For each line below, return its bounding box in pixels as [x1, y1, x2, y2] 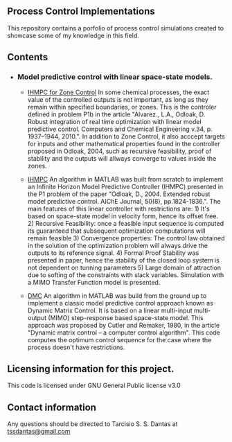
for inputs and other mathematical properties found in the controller [27, 139, 220, 148]
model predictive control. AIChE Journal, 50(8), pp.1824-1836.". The [27, 197, 221, 205]
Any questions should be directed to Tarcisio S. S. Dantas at [7, 420, 178, 428]
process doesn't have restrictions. [27, 343, 125, 351]
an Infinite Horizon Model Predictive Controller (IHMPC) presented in [27, 182, 224, 191]
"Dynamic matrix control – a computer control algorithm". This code [27, 328, 220, 337]
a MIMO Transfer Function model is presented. [27, 278, 161, 286]
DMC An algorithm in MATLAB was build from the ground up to [27, 291, 207, 300]
